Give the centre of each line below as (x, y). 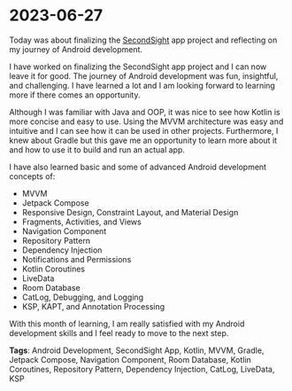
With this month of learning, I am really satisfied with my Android (127, 324)
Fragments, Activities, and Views (81, 222)
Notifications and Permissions (77, 259)
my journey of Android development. (76, 49)
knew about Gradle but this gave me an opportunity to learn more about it (143, 140)
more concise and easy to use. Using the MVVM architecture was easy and (146, 121)
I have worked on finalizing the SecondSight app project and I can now (138, 66)
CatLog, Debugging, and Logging (83, 297)
